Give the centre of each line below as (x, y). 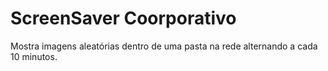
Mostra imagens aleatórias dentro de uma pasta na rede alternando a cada (164, 46)
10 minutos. (34, 56)
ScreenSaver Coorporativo (123, 18)
